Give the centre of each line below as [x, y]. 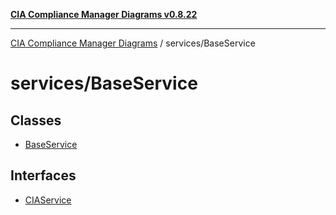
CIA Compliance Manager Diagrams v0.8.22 [104, 14]
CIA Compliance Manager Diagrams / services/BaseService [133, 43]
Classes [36, 120]
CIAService [48, 200]
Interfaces [43, 175]
